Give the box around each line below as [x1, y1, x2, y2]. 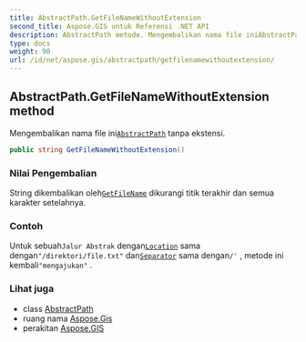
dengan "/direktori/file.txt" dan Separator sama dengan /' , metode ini [9, 250, 284, 261]
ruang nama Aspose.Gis [22, 313, 113, 324]
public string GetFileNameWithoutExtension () [9, 145, 185, 155]
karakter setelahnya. [9, 196, 87, 207]
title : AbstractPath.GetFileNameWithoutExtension [9, 13, 202, 23]
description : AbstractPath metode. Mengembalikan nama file [9, 30, 243, 39]
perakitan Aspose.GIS [22, 322, 105, 333]
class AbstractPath [22, 303, 94, 314]
